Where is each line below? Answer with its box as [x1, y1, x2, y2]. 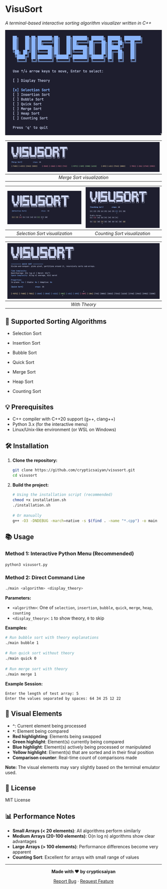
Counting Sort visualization [94, 230, 151, 236]
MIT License [5, 797, 31, 803]
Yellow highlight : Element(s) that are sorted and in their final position [12, 749, 154, 755]
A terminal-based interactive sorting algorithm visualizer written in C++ [5, 20, 152, 26]
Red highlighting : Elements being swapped [12, 733, 101, 739]
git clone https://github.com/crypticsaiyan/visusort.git [12, 468, 135, 473]
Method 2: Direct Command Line [5, 574, 85, 581]
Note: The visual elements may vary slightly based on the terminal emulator [5, 764, 160, 770]
